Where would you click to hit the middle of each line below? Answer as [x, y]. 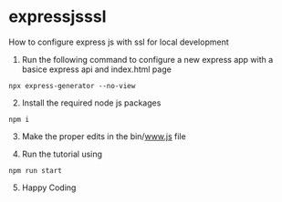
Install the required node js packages [91, 103]
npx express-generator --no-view [72, 86]
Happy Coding [49, 187]
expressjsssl [57, 17]
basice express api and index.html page [97, 69]
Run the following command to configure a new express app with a [147, 59]
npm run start [36, 170]
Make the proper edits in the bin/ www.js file [104, 136]
